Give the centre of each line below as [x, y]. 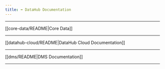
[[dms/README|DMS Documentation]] [44, 57]
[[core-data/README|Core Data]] [39, 28]
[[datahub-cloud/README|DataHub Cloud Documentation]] [65, 42]
